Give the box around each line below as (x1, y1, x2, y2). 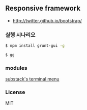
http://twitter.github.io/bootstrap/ (12, 17, 82, 23)
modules (5, 64, 27, 71)
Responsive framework (5, 4, 80, 13)
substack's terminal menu (5, 76, 60, 82)
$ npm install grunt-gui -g (5, 43, 65, 48)
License (5, 89, 25, 96)
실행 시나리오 (5, 31, 36, 38)
